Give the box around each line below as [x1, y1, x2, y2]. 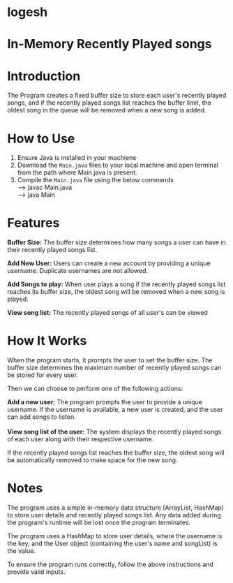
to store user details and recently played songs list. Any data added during [7, 511, 221, 519]
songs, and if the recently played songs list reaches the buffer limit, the [7, 98, 211, 107]
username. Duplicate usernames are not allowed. [7, 267, 149, 275]
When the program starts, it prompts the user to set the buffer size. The [7, 356, 213, 364]
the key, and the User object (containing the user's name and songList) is [7, 539, 218, 548]
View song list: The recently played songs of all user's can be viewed [7, 309, 208, 317]
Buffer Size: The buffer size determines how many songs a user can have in [7, 238, 227, 246]
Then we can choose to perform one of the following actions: [7, 385, 183, 393]
